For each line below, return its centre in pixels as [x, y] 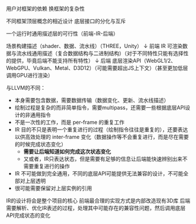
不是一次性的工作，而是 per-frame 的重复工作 [70, 122]
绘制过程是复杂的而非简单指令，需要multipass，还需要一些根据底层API [100, 108]
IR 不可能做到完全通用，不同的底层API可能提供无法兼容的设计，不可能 [99, 174]
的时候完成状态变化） [40, 144]
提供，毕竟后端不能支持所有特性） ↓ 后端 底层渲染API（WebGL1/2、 [93, 61]
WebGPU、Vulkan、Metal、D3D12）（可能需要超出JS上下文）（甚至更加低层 [97, 68]
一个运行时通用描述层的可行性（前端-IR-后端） [62, 33]
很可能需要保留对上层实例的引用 [53, 188]
